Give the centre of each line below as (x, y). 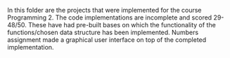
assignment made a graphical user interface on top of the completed (107, 40)
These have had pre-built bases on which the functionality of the (122, 25)
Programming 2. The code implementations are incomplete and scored (110, 17)
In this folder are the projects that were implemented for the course (104, 10)
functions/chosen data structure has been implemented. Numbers (103, 32)
